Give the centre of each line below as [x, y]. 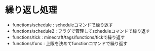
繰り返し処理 [31, 10]
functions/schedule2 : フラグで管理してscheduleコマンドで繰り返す [81, 31]
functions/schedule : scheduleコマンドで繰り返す [62, 25]
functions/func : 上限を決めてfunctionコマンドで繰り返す [70, 43]
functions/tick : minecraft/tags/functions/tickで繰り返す [68, 37]
